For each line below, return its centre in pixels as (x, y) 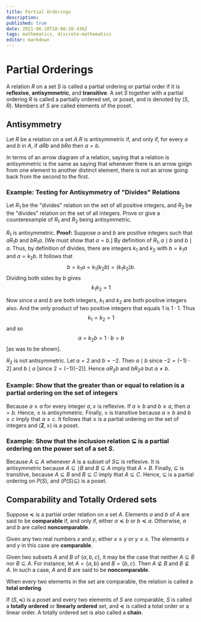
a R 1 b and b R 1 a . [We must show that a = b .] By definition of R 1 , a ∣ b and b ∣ (99, 241)
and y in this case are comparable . (50, 545)
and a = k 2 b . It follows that (39, 257)
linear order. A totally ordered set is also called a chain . (75, 612)
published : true (26, 23)
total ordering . (25, 588)
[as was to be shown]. (34, 349)
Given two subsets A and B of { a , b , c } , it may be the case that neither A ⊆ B (100, 557)
